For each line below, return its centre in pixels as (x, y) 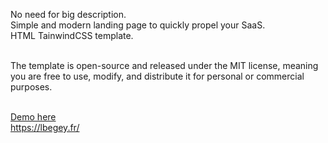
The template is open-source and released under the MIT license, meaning (164, 65)
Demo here (33, 117)
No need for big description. (68, 14)
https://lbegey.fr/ (45, 127)
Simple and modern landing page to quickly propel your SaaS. (138, 25)
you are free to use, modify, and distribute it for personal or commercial (157, 76)
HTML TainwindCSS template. (72, 35)
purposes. (31, 87)
